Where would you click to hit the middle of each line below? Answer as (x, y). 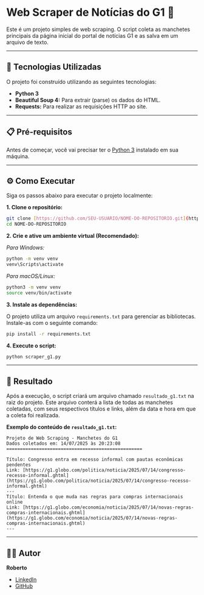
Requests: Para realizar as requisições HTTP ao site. (81, 106)
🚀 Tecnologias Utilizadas (54, 67)
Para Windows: (25, 248)
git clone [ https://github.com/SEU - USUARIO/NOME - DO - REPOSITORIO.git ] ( (97, 218)
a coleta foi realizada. (33, 416)
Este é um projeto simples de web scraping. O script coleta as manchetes (98, 29)
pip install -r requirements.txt (49, 334)
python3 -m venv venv (34, 287)
